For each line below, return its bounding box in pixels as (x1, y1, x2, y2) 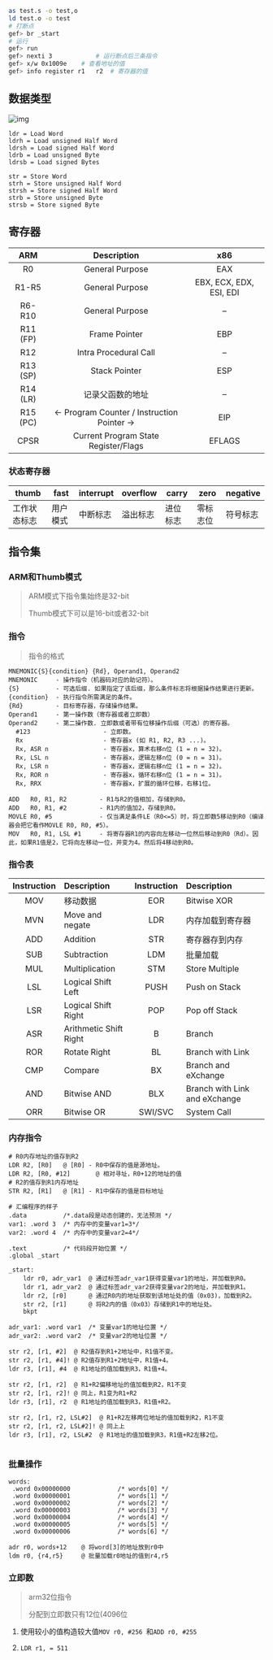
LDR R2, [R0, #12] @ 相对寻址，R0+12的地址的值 (8, 1170, 182, 1178)
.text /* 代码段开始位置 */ (8, 1245, 128, 1253)
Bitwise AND (63, 1089, 112, 1100)
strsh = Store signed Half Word (8, 186, 118, 194)
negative (226, 487, 261, 498)
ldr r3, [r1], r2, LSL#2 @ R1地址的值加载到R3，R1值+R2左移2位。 (8, 1431, 222, 1440)
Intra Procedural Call (76, 346, 156, 358)
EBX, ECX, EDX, (194, 276, 254, 288)
